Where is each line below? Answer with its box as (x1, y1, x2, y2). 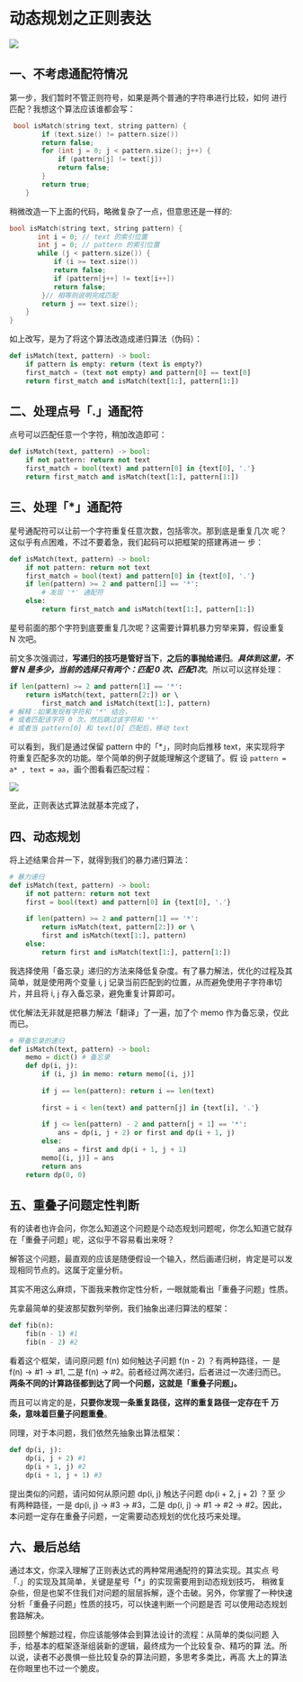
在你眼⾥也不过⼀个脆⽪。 (9, 1663, 104, 1674)
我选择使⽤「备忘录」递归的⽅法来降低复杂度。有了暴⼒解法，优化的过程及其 (9, 965, 293, 976)
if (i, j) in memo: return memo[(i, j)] (41, 1070, 195, 1079)
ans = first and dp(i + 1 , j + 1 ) (57, 1146, 187, 1155)
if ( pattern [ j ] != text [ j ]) (57, 155, 164, 164)
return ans (41, 1162, 83, 1171)
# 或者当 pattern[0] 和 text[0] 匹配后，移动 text (9, 724, 190, 733)
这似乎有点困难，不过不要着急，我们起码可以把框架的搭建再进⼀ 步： (9, 536, 263, 547)
